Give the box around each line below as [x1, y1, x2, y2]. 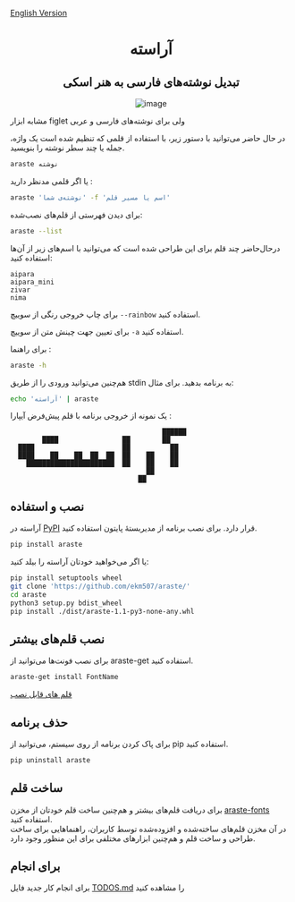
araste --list [10, 226, 63, 235]
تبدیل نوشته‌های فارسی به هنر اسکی [63, 74, 240, 89]
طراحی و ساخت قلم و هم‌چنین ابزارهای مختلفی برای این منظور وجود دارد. [10, 832, 256, 844]
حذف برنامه [10, 715, 68, 730]
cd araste [10, 590, 47, 599]
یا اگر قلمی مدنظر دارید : [10, 175, 93, 186]
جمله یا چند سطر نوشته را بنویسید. [10, 142, 125, 153]
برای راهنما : [10, 344, 52, 354]
